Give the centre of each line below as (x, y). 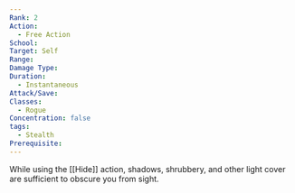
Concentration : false (50, 118)
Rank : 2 (24, 18)
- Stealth (36, 135)
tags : (19, 127)
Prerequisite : (36, 143)
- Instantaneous (48, 85)
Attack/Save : (34, 93)
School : (24, 43)
